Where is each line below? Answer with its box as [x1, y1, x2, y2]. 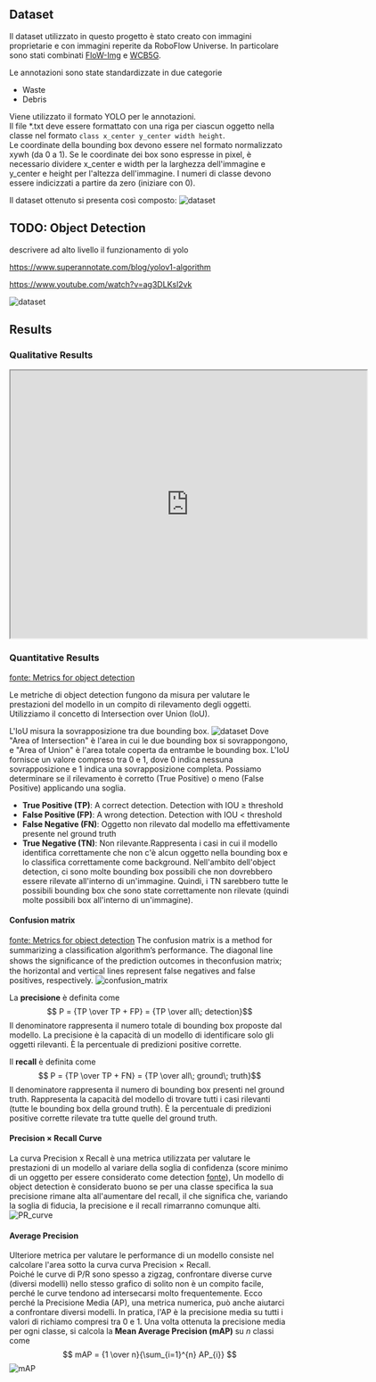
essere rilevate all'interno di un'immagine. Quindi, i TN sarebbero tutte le [21, 875, 289, 886]
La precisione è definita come [9, 992, 120, 1003]
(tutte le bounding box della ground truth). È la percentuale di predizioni [9, 1103, 272, 1113]
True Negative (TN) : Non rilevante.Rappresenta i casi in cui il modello [21, 838, 278, 848]
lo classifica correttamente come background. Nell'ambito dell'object [21, 857, 276, 867]
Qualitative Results [9, 348, 94, 360]
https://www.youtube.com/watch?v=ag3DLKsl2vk [9, 278, 192, 289]
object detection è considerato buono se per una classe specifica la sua [9, 1181, 274, 1192]
